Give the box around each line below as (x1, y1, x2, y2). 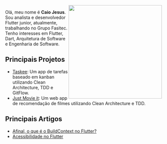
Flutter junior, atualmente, (5, 20, 58, 25)
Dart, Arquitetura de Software (5, 36, 66, 41)
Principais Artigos (5, 115, 63, 124)
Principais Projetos (5, 55, 65, 64)
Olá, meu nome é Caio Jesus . (5, 9, 66, 15)
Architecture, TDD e (12, 84, 54, 90)
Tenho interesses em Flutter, (5, 30, 64, 36)
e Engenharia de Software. (5, 41, 60, 47)
